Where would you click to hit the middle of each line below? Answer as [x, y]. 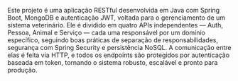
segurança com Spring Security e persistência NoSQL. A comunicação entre [119, 48]
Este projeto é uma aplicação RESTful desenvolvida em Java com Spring [114, 10]
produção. [22, 70]
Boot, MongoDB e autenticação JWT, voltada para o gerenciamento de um [117, 18]
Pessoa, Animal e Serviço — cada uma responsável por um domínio [107, 32]
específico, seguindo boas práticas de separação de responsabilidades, [113, 40]
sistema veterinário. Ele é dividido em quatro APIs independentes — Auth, [115, 25]
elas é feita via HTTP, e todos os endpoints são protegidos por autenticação [118, 55]
